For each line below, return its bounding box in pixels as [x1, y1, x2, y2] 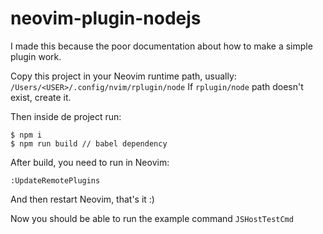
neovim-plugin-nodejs [10, 7, 202, 30]
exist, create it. [10, 91, 72, 103]
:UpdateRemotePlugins [10, 175, 101, 186]
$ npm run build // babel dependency [10, 138, 168, 149]
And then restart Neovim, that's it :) [10, 193, 155, 205]
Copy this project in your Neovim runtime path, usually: [10, 70, 237, 82]
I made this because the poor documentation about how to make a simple [10, 40, 313, 52]
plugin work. [10, 50, 62, 62]
